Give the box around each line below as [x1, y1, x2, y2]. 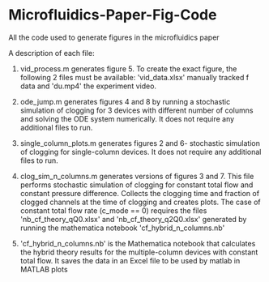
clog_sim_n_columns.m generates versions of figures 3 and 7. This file [19, 171, 254, 181]
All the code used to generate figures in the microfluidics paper [8, 32, 220, 42]
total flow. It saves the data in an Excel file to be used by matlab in [19, 255, 241, 265]
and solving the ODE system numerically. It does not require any [19, 113, 235, 123]
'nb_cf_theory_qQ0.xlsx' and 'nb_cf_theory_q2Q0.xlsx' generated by [19, 214, 247, 224]
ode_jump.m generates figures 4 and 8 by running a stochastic [19, 96, 231, 106]
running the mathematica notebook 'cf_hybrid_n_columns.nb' [19, 223, 225, 233]
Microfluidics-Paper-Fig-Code [8, 6, 217, 24]
